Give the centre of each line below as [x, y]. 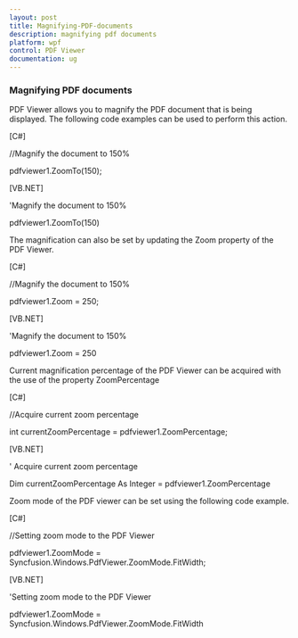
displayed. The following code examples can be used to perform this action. [148, 119]
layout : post [33, 17]
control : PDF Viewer [48, 51]
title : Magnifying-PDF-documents [71, 26]
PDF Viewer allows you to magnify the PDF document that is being [131, 110]
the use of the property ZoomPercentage [85, 380]
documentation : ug [43, 59]
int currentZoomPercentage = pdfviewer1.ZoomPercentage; [119, 432]
